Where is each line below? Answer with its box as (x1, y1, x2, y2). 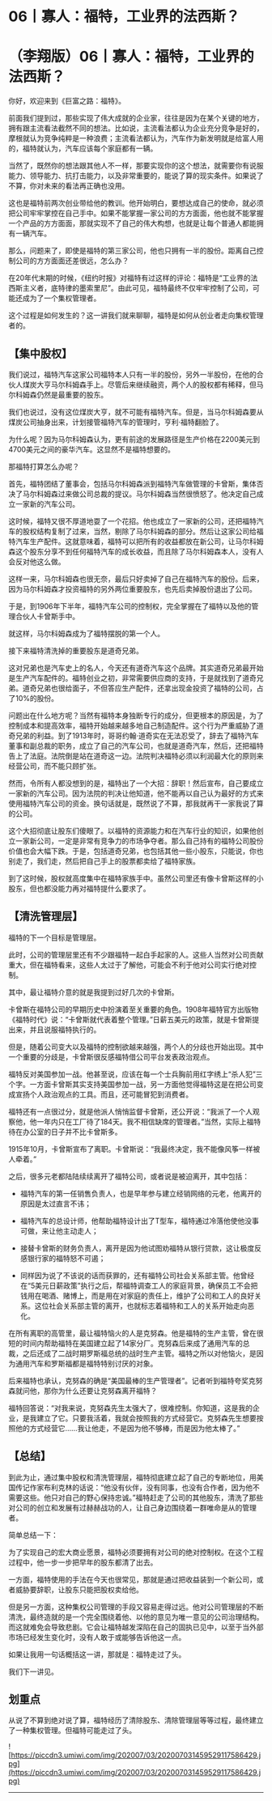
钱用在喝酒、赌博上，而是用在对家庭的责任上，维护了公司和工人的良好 (19, 1290, 255, 1300)
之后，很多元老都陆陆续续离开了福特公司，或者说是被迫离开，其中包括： (8, 1171, 249, 1181)
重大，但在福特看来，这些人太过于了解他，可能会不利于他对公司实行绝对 (8, 960, 249, 970)
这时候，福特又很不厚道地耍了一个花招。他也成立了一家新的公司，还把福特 (8, 516, 257, 526)
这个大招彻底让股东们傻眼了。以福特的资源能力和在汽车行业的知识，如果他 (8, 826, 257, 835)
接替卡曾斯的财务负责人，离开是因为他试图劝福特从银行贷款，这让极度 (19, 1243, 255, 1253)
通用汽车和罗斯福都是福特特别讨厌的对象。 (15, 1358, 158, 1368)
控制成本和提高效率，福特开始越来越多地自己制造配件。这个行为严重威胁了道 (8, 720, 264, 730)
